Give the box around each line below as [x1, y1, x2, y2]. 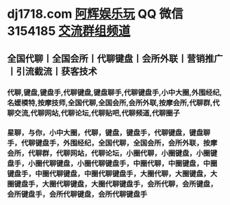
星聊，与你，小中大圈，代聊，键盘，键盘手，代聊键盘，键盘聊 [7, 128, 211, 137]
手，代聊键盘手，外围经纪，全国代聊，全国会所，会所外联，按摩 [7, 138, 218, 148]
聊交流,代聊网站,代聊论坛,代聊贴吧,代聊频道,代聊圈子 [7, 108, 180, 118]
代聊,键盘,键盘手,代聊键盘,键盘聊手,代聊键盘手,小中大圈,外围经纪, [7, 87, 222, 97]
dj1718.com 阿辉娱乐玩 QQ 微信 [7, 6, 183, 22]
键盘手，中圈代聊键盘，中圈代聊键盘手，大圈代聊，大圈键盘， [7, 169, 211, 178]
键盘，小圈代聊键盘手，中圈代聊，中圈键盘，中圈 [55, 159, 218, 168]
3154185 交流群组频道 [7, 23, 131, 39]
